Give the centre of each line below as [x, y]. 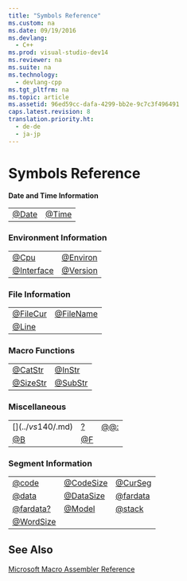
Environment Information [58, 238]
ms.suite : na [30, 68]
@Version [80, 270]
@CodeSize [86, 483]
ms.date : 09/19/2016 [43, 30]
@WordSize [34, 522]
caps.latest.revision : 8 [49, 112]
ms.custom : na [32, 23]
